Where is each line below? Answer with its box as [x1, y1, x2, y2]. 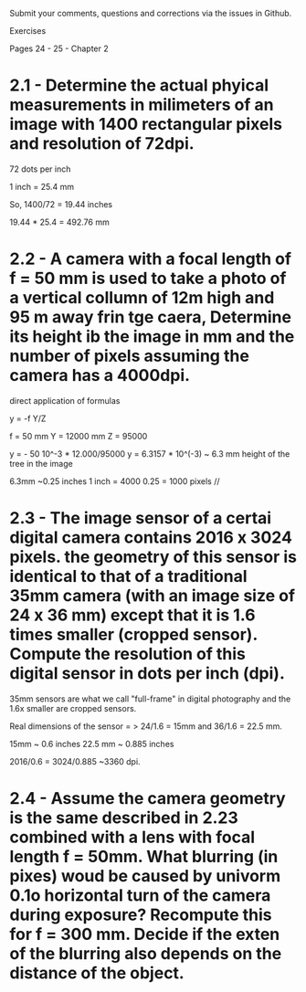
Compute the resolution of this [9, 644, 247, 665]
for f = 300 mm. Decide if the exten [9, 924, 280, 945]
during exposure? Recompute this [9, 904, 272, 925]
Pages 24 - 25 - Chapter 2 [9, 43, 110, 54]
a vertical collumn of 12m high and [9, 288, 275, 309]
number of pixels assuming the [9, 346, 249, 366]
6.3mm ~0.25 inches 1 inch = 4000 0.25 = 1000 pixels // [9, 475, 221, 487]
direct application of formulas [9, 395, 121, 406]
